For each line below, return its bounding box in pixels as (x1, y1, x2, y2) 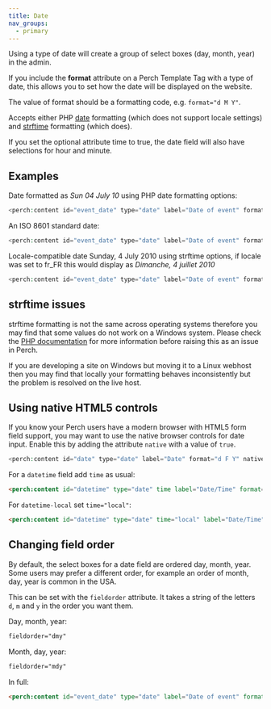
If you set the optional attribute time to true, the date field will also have (8, 137, 245, 147)
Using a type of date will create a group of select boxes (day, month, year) (8, 49, 256, 59)
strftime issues (8, 298, 86, 312)
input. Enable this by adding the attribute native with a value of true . (8, 439, 236, 449)
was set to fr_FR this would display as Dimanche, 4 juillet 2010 (8, 259, 215, 269)
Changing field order (8, 538, 115, 552)
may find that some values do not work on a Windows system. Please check (8, 328, 262, 338)
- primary (15, 27, 48, 35)
